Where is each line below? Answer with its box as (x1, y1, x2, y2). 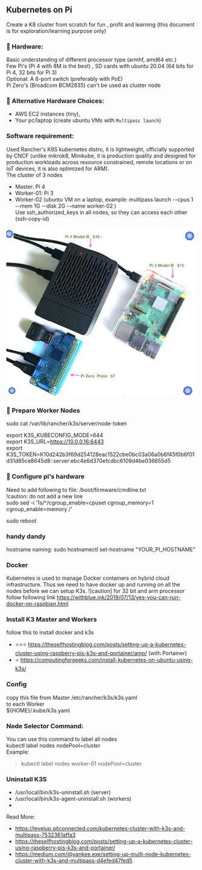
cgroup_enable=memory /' (6, 505, 72, 512)
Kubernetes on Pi (6, 5, 72, 15)
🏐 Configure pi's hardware (6, 472, 85, 481)
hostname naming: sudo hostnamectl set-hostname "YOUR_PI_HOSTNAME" (6, 545, 196, 553)
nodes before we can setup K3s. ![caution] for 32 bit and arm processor (6, 588, 185, 595)
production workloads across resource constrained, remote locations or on (6, 158, 192, 165)
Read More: (6, 813, 35, 821)
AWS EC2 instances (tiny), (14, 110, 80, 118)
